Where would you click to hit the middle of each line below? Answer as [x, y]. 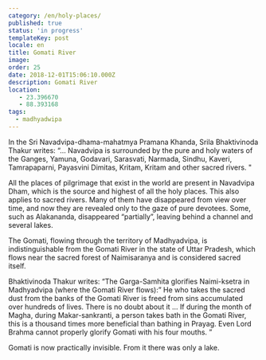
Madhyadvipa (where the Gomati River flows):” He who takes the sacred [127, 290]
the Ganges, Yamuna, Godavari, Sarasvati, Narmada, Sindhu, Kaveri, [120, 158]
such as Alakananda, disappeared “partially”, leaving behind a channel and [131, 217]
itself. [17, 266]
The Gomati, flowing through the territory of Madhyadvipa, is [108, 241]
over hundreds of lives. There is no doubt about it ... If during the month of [130, 307]
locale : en [26, 45]
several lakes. [31, 225]
